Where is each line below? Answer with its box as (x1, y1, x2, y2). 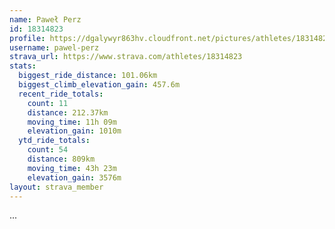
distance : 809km (27, 154, 96, 164)
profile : (9, 33, 46, 43)
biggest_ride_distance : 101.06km (18, 71, 158, 81)
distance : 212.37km (27, 107, 109, 118)
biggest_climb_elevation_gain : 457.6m (18, 80, 181, 90)
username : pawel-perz (9, 42, 100, 53)
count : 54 (27, 145, 69, 155)
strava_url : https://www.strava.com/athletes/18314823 (9, 52, 243, 62)
